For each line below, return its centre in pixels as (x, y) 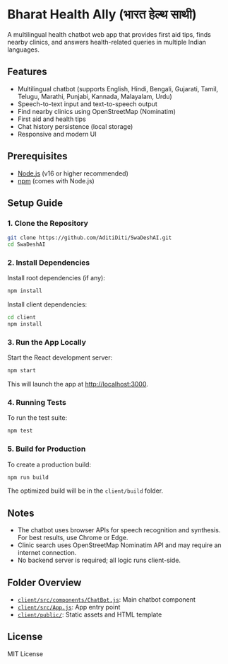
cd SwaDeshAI (26, 245)
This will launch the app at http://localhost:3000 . (78, 384)
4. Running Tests (37, 403)
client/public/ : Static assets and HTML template (90, 614)
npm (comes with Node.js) (56, 181)
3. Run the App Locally (47, 342)
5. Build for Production (47, 449)
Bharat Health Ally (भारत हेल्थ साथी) (102, 15)
